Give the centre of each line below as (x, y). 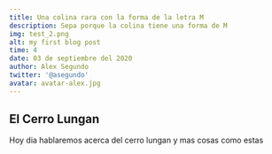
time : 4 (23, 50)
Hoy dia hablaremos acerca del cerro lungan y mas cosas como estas (136, 140)
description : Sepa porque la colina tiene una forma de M (118, 26)
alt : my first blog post (55, 42)
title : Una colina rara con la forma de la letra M (106, 17)
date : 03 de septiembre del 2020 (71, 58)
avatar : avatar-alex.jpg (55, 83)
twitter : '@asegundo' (49, 75)
